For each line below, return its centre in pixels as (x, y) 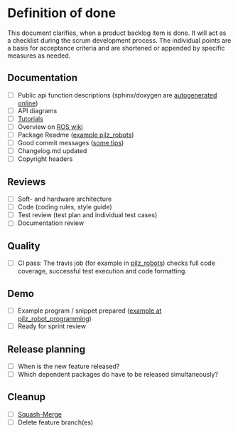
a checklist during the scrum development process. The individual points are (119, 40)
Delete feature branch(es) (55, 422)
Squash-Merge (40, 414)
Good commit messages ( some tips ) (71, 143)
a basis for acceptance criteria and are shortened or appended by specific (116, 48)
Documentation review (50, 223)
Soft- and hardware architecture (65, 199)
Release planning (47, 349)
